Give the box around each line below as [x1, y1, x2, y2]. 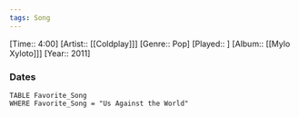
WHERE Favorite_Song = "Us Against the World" [9, 99, 189, 108]
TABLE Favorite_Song [9, 91, 88, 100]
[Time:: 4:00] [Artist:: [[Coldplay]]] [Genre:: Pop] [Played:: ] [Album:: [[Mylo [9, 38, 291, 49]
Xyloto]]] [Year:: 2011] [9, 47, 91, 59]
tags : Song [9, 13, 51, 23]
